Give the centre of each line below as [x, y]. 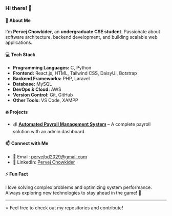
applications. [19, 42]
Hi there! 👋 [19, 8]
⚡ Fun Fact [17, 174]
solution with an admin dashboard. [49, 131]
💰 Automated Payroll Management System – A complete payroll [82, 124]
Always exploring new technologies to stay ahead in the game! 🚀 [73, 193]
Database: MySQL [32, 84]
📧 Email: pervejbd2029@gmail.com [50, 157]
